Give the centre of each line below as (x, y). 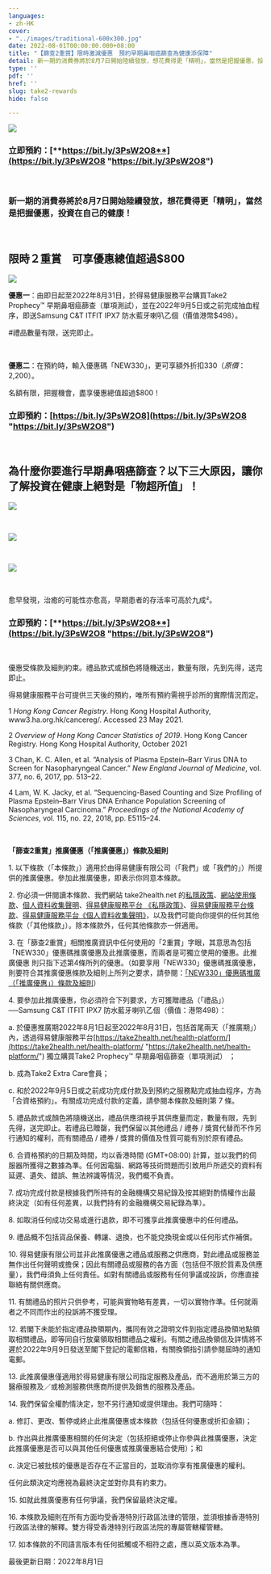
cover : (19, 31)
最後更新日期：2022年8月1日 (56, 1562)
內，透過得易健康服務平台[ (52, 1038)
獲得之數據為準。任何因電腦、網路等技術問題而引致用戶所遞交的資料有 (146, 1166)
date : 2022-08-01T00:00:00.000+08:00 (72, 46)
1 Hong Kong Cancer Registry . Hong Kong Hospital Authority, (110, 711)
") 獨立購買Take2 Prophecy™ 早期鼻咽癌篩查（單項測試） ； (138, 1057)
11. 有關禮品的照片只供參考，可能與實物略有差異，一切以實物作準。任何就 (130, 1302)
